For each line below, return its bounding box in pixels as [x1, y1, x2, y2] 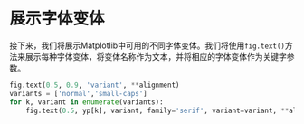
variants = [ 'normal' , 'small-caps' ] [9, 89, 147, 98]
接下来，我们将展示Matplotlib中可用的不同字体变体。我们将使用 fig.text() [9, 40, 285, 51]
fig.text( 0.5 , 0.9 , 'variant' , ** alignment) [9, 81, 180, 90]
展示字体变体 [9, 8, 106, 29]
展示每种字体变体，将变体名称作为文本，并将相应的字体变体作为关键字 [24, 51, 287, 62]
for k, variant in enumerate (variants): [9, 97, 165, 107]
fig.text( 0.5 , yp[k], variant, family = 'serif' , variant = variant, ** [25, 106, 290, 115]
